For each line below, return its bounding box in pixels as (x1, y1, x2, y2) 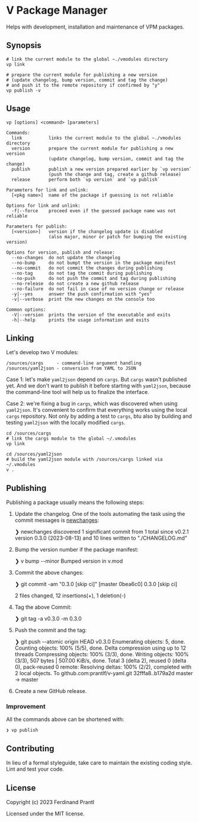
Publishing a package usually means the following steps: (6, 499, 145, 506)
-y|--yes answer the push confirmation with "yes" (11, 291, 152, 297)
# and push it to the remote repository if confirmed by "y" (6, 82, 161, 88)
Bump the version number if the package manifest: (14, 546, 139, 553)
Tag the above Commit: (14, 604, 72, 611)
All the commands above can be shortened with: (6, 716, 124, 723)
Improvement (6, 703, 46, 711)
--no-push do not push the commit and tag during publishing (11, 275, 176, 281)
